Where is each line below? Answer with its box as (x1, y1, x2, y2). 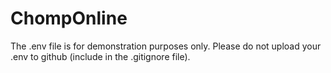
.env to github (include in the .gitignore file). (10, 50, 191, 62)
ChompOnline (10, 7, 128, 30)
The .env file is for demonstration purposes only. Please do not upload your (10, 40, 322, 52)
